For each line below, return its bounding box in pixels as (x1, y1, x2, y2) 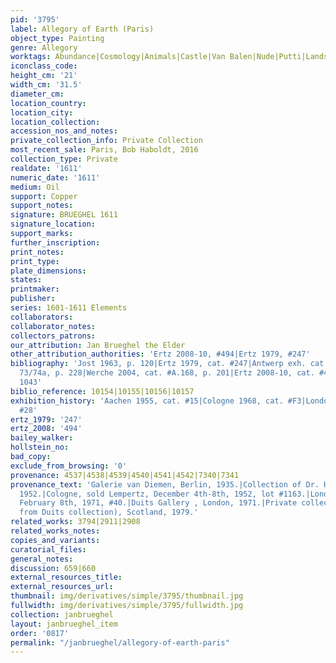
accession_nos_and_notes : (10, 126, 118, 136)
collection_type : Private (10, 154, 118, 164)
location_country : (10, 98, 87, 108)
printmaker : (10, 284, 60, 295)
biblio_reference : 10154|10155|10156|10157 (10, 386, 195, 396)
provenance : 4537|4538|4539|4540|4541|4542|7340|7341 (10, 470, 240, 480)
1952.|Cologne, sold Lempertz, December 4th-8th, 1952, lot (19, 489, 275, 499)
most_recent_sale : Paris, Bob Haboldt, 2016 (10, 145, 199, 155)
